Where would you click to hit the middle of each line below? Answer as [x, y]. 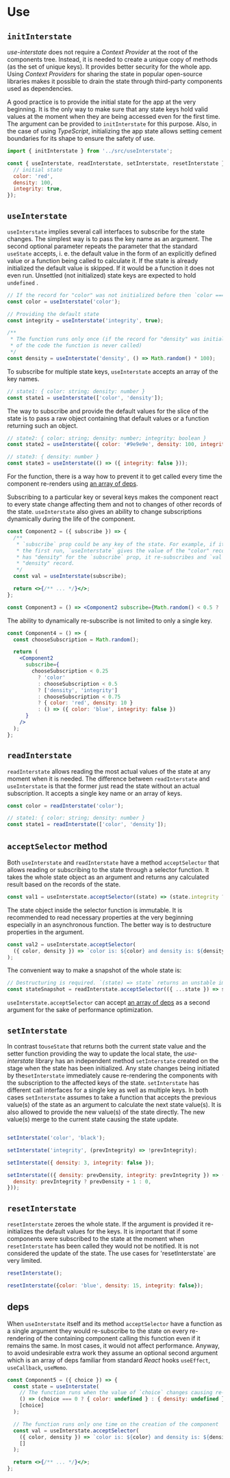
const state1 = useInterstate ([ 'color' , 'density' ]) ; [86, 398]
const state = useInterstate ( [56, 1386]
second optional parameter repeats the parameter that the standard [102, 246]
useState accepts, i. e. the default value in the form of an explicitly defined [112, 253]
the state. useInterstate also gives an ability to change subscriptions [104, 512]
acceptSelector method [57, 846]
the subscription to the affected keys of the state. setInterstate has [103, 1083]
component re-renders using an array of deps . [73, 484]
